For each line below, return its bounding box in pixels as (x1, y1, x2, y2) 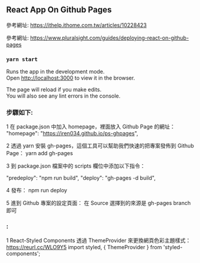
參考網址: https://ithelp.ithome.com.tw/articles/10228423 (6, 21, 147, 29)
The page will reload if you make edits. (6, 86, 102, 93)
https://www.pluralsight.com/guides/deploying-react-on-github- (29, 34, 189, 41)
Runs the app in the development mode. (6, 68, 105, 75)
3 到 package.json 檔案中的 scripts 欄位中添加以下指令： (6, 162, 146, 170)
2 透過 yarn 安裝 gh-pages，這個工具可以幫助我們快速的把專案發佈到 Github (6, 142, 195, 149)
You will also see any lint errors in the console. (6, 92, 121, 99)
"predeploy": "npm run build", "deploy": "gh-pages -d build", (6, 174, 156, 182)
